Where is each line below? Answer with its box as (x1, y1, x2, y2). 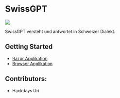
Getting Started (5, 43, 53, 51)
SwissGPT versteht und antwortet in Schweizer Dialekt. (5, 28, 116, 34)
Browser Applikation (12, 61, 53, 66)
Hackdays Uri (12, 87, 40, 93)
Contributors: (5, 75, 47, 83)
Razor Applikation (12, 55, 48, 61)
